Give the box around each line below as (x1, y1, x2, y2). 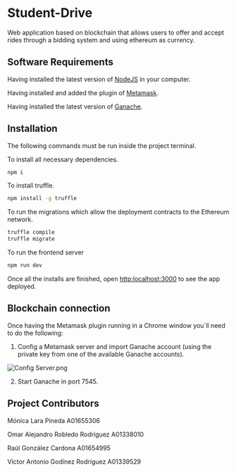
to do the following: (7, 328, 63, 337)
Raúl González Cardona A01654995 (7, 443, 111, 452)
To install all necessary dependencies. (7, 155, 118, 164)
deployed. (7, 282, 37, 290)
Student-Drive (7, 5, 93, 21)
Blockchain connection (7, 302, 111, 314)
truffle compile (7, 229, 55, 236)
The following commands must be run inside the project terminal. (7, 141, 197, 149)
